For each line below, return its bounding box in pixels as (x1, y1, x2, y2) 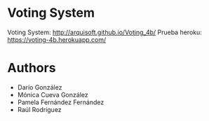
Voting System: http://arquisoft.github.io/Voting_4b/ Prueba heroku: (7, 28, 202, 36)
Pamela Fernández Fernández (17, 98, 104, 106)
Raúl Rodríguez (17, 105, 62, 113)
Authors (7, 60, 56, 76)
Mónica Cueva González (17, 90, 89, 99)
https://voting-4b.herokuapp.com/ (7, 35, 107, 43)
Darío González (17, 83, 62, 92)
